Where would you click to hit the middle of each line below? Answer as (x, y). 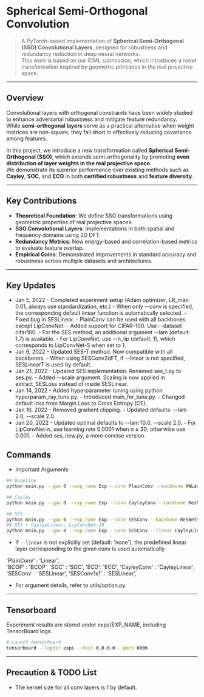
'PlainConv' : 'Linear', (33, 561)
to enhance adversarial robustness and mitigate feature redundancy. (92, 119)
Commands (29, 455)
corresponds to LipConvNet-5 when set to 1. (70, 345)
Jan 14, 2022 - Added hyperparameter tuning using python (89, 391)
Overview (25, 98)
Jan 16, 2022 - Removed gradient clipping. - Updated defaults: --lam (101, 410)
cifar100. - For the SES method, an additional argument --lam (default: (103, 332)
